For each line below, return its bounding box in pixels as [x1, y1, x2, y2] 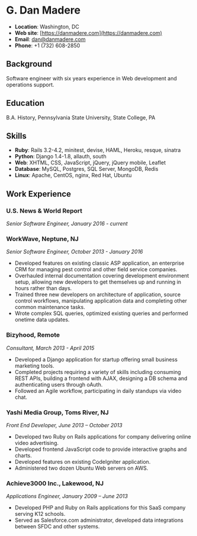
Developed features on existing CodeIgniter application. [14, 458, 151, 465]
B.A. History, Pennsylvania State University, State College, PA [6, 113, 156, 121]
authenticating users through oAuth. [14, 381, 103, 388]
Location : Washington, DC [14, 23, 80, 30]
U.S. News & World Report [6, 206, 83, 215]
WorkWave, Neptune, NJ [6, 235, 79, 243]
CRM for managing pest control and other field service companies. [14, 266, 177, 273]
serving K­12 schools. [14, 511, 66, 518]
